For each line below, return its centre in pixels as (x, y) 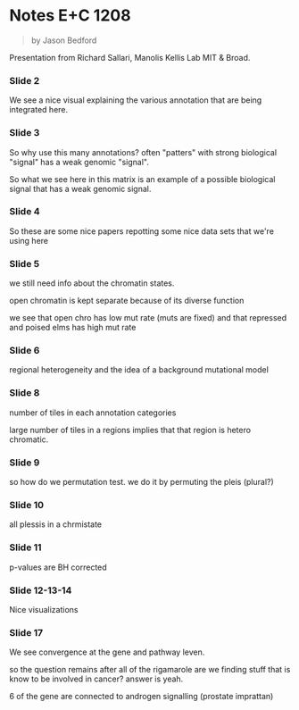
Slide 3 (25, 133)
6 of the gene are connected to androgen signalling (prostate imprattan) (141, 697)
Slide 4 (25, 212)
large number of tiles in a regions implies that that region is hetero (130, 430)
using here (29, 240)
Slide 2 (25, 80)
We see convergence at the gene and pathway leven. (107, 652)
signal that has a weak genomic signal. (80, 188)
